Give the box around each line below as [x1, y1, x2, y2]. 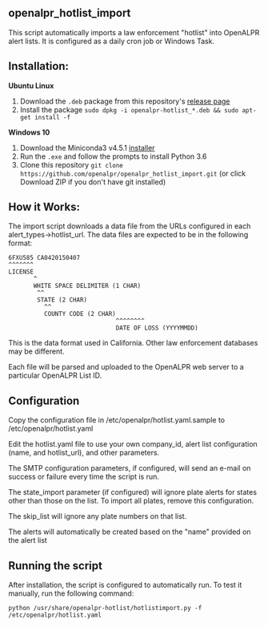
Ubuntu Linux [8, 80, 54, 91]
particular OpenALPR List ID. [8, 370, 102, 380]
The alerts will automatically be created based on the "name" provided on [8, 527, 251, 536]
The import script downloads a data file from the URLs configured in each [8, 221, 251, 231]
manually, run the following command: [8, 589, 134, 598]
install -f [34, 113, 71, 121]
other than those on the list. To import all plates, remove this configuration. [8, 496, 254, 506]
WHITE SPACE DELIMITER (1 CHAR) [33, 282, 142, 290]
